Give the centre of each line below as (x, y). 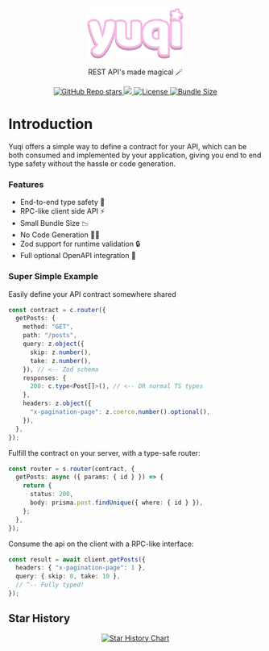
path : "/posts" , (50, 336)
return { (37, 486)
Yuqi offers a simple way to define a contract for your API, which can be (128, 146)
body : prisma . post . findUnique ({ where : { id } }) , (116, 503)
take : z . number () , (60, 361)
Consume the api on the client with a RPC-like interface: (101, 544)
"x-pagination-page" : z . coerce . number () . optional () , (120, 412)
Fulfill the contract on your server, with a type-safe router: (104, 453)
